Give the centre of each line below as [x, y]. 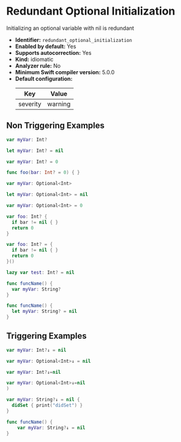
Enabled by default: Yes [46, 46]
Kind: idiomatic [34, 59]
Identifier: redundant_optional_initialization [73, 40]
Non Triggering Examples [56, 126]
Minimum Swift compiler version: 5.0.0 [65, 72]
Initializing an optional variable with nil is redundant [70, 28]
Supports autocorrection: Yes [53, 52]
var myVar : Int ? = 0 [32, 162]
